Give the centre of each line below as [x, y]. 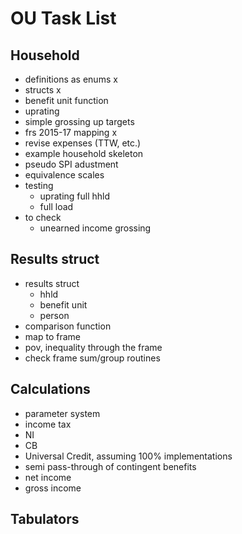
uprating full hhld [75, 196]
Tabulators [45, 519]
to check [43, 217]
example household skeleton [84, 153]
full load [56, 206]
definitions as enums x [71, 79]
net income [48, 477]
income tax [48, 424]
